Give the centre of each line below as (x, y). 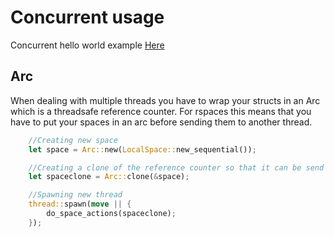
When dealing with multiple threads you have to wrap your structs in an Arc (165, 100)
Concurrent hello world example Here (87, 45)
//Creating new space (73, 140)
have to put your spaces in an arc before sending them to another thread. (161, 122)
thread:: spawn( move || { (80, 204)
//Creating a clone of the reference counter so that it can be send (176, 167)
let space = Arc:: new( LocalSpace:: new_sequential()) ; (142, 149)
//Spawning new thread (75, 195)
